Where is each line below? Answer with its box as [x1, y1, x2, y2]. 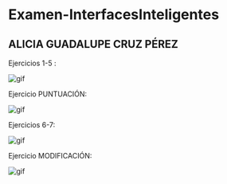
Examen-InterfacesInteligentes [8, 6, 220, 24]
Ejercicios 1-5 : [8, 58, 57, 68]
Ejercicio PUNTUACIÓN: [8, 89, 88, 99]
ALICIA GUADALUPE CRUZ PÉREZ [8, 37, 178, 51]
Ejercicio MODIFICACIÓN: [8, 151, 92, 160]
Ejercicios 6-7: [8, 120, 56, 129]
